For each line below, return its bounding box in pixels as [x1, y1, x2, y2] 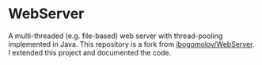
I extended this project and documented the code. [8, 48, 172, 57]
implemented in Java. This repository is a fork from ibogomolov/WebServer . [8, 39, 255, 48]
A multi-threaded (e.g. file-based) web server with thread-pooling [8, 31, 223, 40]
